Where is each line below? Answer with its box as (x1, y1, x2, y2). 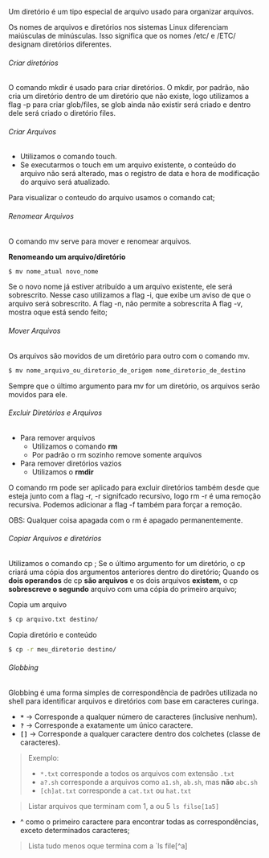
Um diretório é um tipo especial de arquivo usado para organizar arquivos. (8, 7, 255, 16)
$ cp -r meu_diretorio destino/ (8, 645, 116, 654)
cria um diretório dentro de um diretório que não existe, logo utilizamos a (8, 92, 249, 101)
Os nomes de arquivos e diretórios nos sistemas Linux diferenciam (8, 23, 229, 31)
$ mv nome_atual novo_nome (8, 267, 99, 276)
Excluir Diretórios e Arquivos (8, 408, 103, 417)
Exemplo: (27, 753, 59, 762)
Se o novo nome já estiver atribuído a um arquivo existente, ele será (8, 281, 233, 292)
